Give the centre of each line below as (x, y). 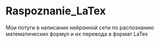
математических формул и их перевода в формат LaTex (77, 33)
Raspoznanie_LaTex (56, 11)
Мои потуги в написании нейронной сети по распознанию (80, 27)
